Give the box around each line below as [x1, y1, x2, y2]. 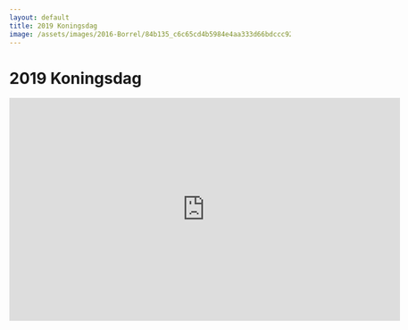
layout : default [9, 12, 70, 22]
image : [9, 29, 34, 38]
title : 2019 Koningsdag [9, 21, 98, 30]
